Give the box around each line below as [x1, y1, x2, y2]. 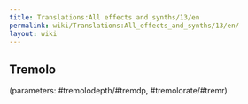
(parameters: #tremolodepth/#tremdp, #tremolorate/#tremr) [9, 85, 228, 96]
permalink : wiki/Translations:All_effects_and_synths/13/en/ [9, 21, 240, 30]
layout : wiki [9, 29, 58, 38]
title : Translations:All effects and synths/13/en [9, 12, 200, 22]
